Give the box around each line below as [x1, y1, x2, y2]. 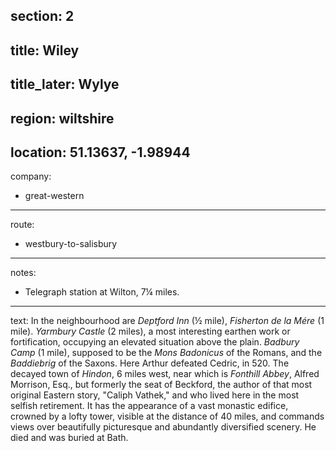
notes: [10, 267, 37, 279]
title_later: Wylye [10, 76, 120, 93]
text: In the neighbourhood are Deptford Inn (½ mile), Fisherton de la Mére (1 [10, 315, 325, 327]
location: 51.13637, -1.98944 [10, 144, 191, 161]
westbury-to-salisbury [24, 238, 118, 250]
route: [10, 219, 35, 231]
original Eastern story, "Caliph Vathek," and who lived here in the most [10, 389, 300, 401]
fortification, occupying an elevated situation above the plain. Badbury [10, 336, 300, 348]
